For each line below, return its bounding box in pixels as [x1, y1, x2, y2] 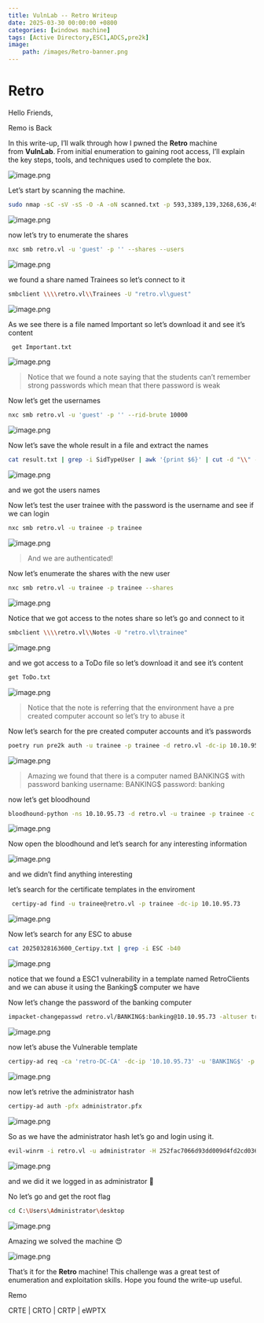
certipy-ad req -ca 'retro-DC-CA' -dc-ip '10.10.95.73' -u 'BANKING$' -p [8, 1058, 255, 1066]
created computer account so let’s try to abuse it [27, 711, 185, 720]
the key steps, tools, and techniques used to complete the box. [8, 155, 212, 164]
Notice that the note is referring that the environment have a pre [27, 703, 234, 712]
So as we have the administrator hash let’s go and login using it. [8, 1131, 214, 1141]
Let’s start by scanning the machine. [8, 186, 126, 195]
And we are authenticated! [27, 553, 114, 563]
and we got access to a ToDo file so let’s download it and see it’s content [8, 658, 244, 667]
